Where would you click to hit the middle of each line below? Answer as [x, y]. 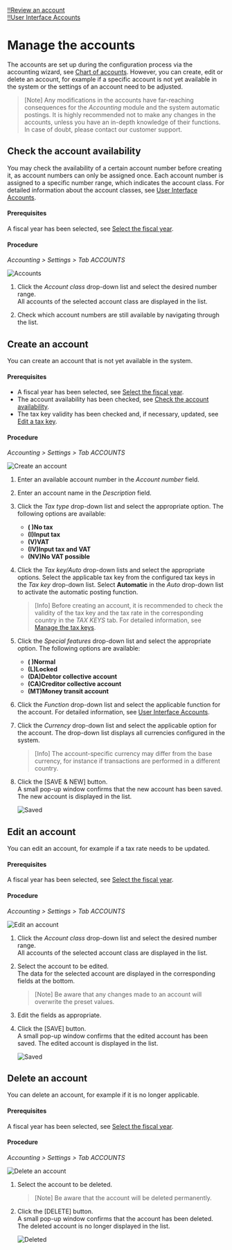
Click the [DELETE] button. [55, 1211]
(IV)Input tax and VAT [59, 549]
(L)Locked [42, 669]
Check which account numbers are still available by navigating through [118, 315]
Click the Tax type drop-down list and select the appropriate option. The [120, 507]
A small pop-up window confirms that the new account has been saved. [120, 789]
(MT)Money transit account [68, 692]
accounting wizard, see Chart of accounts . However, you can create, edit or [115, 71]
